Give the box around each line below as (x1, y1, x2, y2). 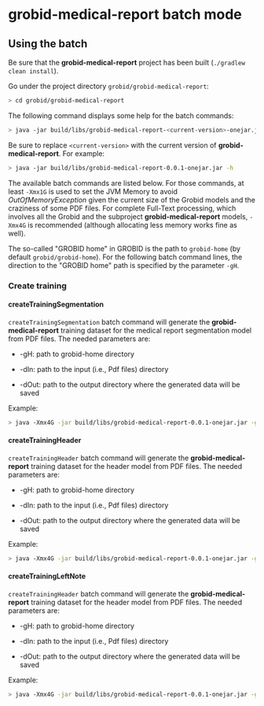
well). (8, 229, 26, 238)
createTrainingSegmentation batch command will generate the (8, 317, 211, 326)
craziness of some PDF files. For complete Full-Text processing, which (8, 203, 236, 213)
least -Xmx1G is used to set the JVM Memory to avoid (8, 187, 178, 196)
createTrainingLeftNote (8, 571, 86, 581)
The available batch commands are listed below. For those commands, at (8, 178, 245, 188)
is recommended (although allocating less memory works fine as (27, 220, 237, 229)
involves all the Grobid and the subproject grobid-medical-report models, (8, 211, 248, 221)
